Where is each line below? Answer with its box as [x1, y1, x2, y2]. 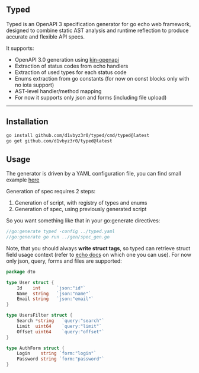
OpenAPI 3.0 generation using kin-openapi [14, 56, 120, 63]
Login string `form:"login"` [17, 350, 97, 356]
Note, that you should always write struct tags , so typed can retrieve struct [6, 244, 191, 251]
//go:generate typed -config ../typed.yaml [6, 228, 115, 235]
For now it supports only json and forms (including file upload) [14, 94, 167, 101]
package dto [6, 269, 36, 275]
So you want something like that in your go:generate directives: [6, 217, 161, 224]
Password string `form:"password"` [17, 356, 105, 362]
